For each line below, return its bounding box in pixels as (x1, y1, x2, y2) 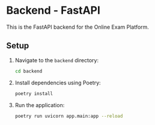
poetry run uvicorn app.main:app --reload (14, 113, 123, 119)
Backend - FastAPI (6, 4, 101, 17)
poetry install (14, 90, 53, 96)
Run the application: (14, 101, 65, 108)
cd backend (14, 68, 43, 74)
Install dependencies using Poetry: (14, 79, 101, 86)
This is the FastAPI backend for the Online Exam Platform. (6, 23, 149, 31)
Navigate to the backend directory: (14, 56, 99, 63)
